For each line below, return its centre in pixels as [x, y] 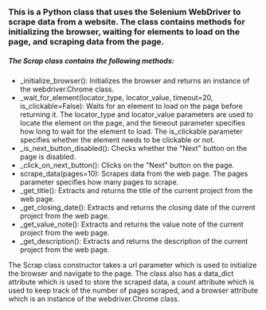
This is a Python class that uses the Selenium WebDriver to [125, 12]
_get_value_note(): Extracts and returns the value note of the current [132, 224]
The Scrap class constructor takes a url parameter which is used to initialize [133, 265]
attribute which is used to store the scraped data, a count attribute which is [131, 281]
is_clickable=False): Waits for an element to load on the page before [131, 106]
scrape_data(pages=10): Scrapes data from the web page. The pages [134, 173]
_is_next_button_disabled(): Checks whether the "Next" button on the [133, 148]
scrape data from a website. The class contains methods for [127, 21]
